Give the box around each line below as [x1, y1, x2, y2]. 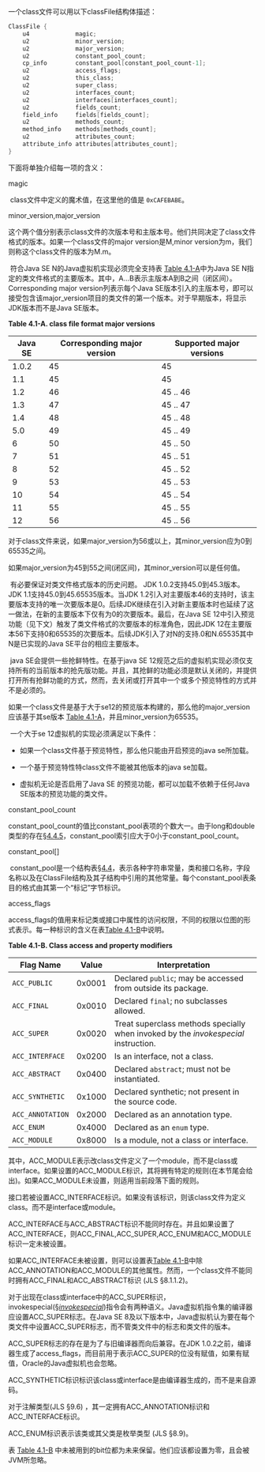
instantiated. [114, 1073, 160, 1084]
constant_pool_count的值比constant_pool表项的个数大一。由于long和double [8, 821, 255, 830]
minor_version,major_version [8, 210, 101, 220]
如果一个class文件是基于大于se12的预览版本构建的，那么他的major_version [8, 702, 251, 711]
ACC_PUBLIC [12, 978, 53, 988]
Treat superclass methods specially [114, 1018, 246, 1029]
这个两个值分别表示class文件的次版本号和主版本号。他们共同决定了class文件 [8, 227, 256, 236]
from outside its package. [114, 982, 209, 993]
